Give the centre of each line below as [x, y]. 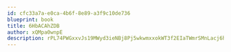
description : [26, 38]
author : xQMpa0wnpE [35, 32]
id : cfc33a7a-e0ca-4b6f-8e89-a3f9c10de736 [69, 13]
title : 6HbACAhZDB [33, 26]
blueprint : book [30, 20]
